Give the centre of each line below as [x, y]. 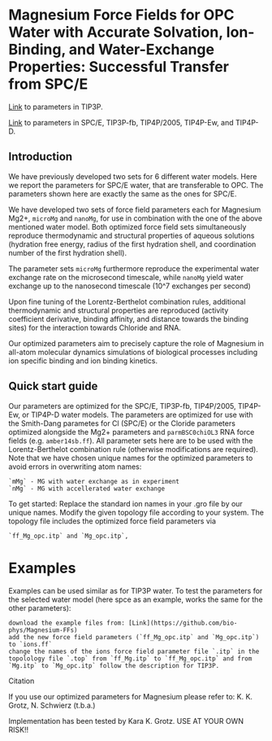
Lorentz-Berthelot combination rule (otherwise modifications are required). [133, 449]
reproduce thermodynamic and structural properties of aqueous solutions [132, 235]
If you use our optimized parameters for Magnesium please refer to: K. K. [131, 696]
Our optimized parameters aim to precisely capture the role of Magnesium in [136, 343]
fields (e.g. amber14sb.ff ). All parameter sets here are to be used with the [131, 441]
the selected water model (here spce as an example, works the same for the [136, 599]
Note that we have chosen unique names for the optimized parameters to [131, 458]
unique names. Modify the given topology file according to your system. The [136, 512]
